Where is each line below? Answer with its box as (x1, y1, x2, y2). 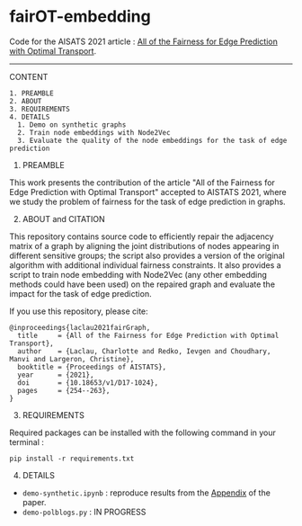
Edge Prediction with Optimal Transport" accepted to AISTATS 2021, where (9, 186, 287, 197)
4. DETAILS (9, 112, 50, 121)
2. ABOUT (9, 96, 42, 105)
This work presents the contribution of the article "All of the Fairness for (9, 177, 276, 188)
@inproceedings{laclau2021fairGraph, (9, 323, 151, 332)
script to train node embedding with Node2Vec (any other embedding (9, 269, 268, 280)
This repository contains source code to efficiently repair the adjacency (9, 231, 274, 242)
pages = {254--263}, (17, 386, 111, 395)
